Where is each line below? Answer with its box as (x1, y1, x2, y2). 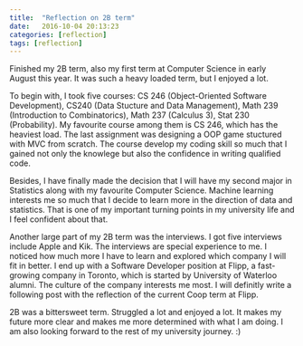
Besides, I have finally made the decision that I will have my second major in (9, 176, 292, 187)
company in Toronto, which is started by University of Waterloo (42, 270, 278, 281)
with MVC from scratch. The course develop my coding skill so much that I (9, 139, 288, 149)
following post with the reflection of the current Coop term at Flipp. (9, 289, 260, 300)
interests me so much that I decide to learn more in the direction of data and (9, 195, 293, 206)
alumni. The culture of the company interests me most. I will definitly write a (9, 280, 292, 291)
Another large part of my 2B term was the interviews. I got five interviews (9, 232, 282, 243)
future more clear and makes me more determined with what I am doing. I (9, 316, 283, 327)
